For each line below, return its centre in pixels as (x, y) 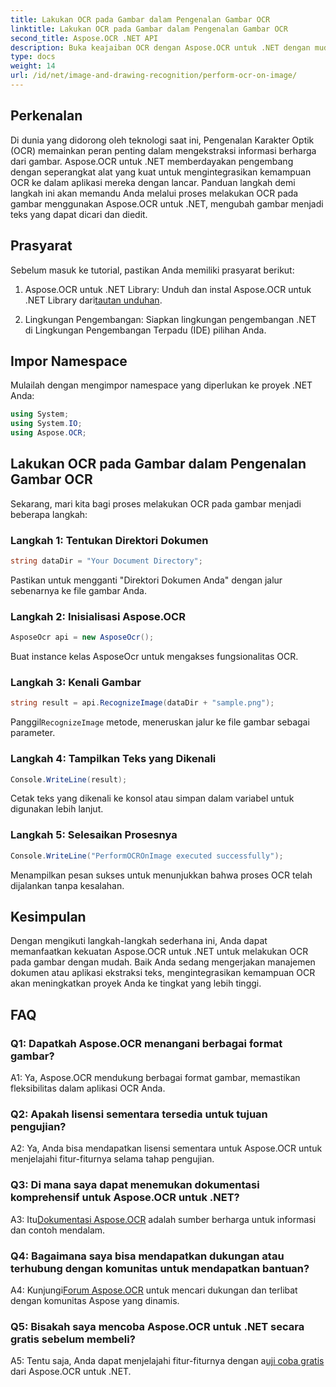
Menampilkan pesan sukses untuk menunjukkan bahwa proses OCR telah (161, 875)
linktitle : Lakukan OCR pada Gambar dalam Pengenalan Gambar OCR (149, 29)
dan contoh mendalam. (58, 1230)
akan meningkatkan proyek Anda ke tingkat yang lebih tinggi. (136, 983)
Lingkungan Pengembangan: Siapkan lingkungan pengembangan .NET (170, 319)
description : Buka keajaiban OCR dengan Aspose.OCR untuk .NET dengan (160, 47)
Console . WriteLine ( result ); (69, 779)
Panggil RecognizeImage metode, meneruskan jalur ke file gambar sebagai (160, 722)
